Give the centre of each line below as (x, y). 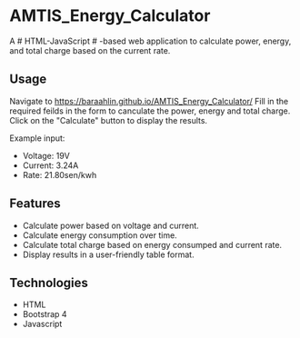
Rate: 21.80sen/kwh (60, 174)
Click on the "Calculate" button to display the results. (108, 120)
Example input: (37, 138)
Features (35, 204)
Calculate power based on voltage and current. (111, 225)
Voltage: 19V (46, 155)
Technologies (49, 283)
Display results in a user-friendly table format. (108, 254)
